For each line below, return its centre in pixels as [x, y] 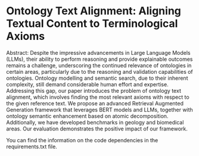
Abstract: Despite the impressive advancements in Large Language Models [98, 52]
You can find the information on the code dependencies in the [82, 140]
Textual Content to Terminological [92, 24]
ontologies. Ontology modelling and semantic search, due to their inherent [97, 78]
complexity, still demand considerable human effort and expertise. [87, 84]
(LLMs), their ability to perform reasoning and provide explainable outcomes [99, 59]
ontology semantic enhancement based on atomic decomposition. [87, 116]
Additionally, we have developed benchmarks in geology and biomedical [95, 122]
